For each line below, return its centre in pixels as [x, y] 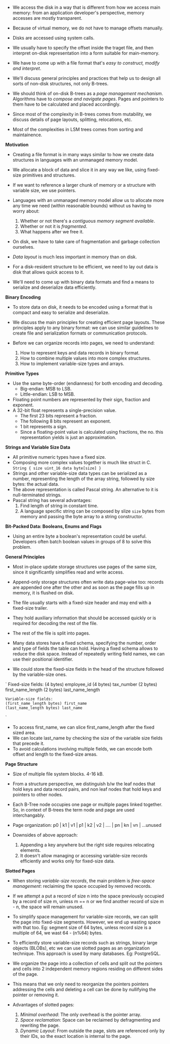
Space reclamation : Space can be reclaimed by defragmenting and [90, 1020]
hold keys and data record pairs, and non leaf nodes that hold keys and [87, 789]
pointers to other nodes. [38, 795]
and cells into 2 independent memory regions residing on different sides [88, 969]
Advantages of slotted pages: [43, 1005]
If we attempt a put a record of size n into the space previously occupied [88, 896]
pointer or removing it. [36, 995]
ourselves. [23, 247]
